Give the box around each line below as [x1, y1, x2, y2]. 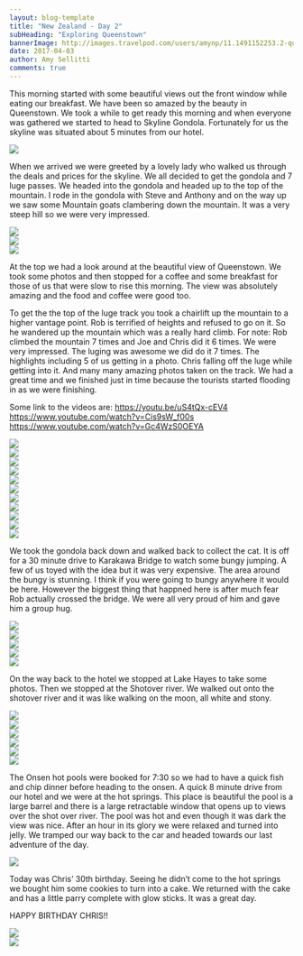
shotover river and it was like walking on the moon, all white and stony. [9, 692, 272, 703]
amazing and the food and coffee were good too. [9, 290, 191, 300]
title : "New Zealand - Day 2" [9, 22, 124, 31]
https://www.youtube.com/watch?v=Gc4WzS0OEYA [9, 420, 205, 431]
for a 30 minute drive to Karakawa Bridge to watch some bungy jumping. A [9, 555, 287, 565]
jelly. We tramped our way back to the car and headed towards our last [9, 829, 273, 840]
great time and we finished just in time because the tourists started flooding [9, 374, 290, 385]
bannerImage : [9, 38, 59, 48]
